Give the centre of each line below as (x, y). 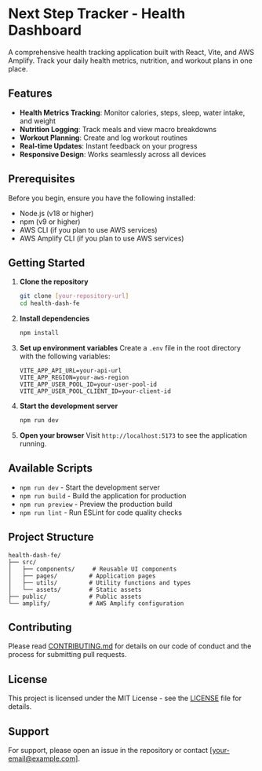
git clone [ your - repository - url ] (74, 296)
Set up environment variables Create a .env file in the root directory (130, 348)
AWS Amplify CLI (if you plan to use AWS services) (102, 238)
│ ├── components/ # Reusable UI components (93, 569)
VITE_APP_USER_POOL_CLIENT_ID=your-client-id (95, 391)
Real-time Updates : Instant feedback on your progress (108, 145)
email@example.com (42, 758)
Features (30, 94)
